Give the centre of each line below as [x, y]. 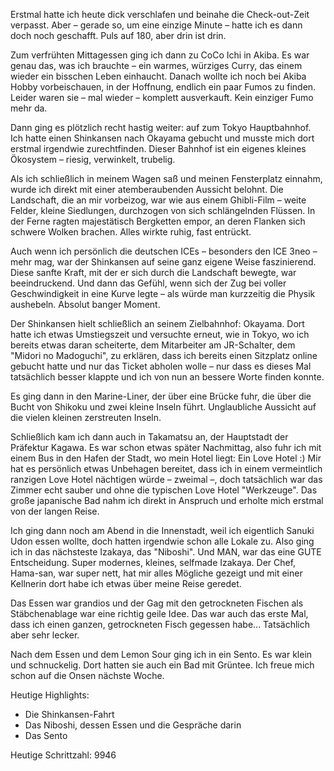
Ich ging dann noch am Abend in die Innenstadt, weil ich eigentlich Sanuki [162, 530]
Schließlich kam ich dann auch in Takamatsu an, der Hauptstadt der [149, 437]
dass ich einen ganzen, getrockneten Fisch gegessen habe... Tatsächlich [160, 624]
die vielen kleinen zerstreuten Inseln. [86, 417]
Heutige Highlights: [50, 695]
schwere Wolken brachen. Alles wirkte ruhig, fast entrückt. [131, 232]
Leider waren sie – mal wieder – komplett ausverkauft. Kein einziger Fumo [162, 97]
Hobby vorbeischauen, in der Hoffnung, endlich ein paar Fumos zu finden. [163, 87]
